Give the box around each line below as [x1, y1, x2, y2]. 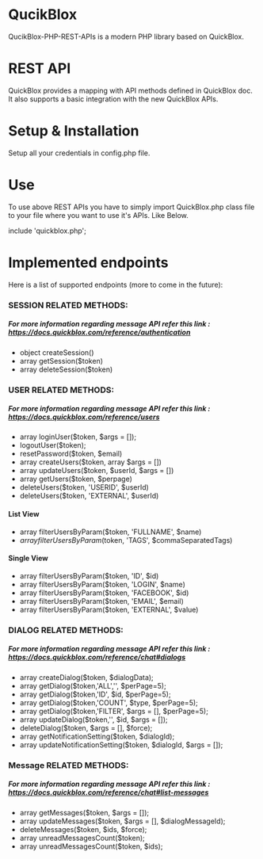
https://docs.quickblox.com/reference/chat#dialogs [8, 652, 186, 662]
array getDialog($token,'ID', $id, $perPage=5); [19, 689, 172, 699]
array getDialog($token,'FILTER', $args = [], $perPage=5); [19, 706, 208, 716]
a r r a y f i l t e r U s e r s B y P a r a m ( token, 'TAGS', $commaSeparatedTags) [19, 535, 233, 544]
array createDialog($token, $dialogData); [19, 672, 154, 682]
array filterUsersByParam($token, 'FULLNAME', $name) [19, 527, 202, 536]
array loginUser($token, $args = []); [19, 432, 137, 441]
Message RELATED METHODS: [8, 759, 129, 770]
